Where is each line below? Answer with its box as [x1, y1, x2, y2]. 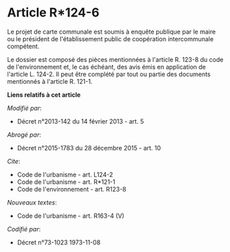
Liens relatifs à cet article [7, 91, 81, 99]
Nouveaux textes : [7, 198, 57, 207]
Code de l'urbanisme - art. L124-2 [16, 170, 113, 179]
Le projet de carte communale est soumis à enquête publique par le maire [7, 27, 216, 36]
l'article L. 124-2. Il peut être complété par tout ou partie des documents [7, 70, 211, 78]
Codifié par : [7, 225, 41, 233]
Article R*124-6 [7, 5, 100, 21]
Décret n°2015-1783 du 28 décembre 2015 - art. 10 [16, 144, 161, 152]
